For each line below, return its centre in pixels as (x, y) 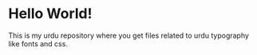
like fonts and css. (38, 43)
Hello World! (50, 14)
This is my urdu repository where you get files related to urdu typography (129, 35)
